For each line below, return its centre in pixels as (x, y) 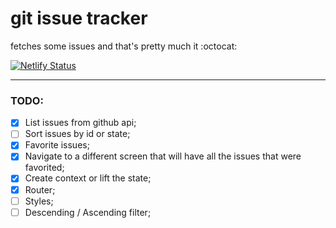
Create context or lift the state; (88, 178)
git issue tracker (79, 18)
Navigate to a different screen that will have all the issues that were (163, 156)
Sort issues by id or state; (77, 134)
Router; (40, 189)
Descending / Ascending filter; (88, 212)
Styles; (39, 201)
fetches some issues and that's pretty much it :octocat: (124, 46)
